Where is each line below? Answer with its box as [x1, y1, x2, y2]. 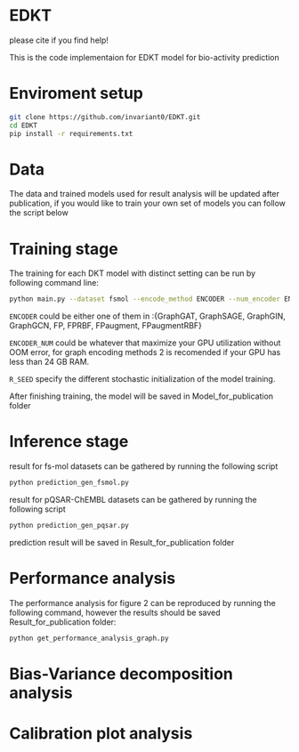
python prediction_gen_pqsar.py [9, 522, 129, 530]
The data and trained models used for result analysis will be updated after [9, 189, 280, 199]
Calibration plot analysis [9, 724, 193, 744]
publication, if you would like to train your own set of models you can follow [9, 198, 287, 209]
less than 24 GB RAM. [9, 357, 90, 368]
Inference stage [9, 432, 129, 452]
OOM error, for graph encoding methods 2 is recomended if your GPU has [9, 347, 281, 358]
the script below [9, 207, 69, 218]
